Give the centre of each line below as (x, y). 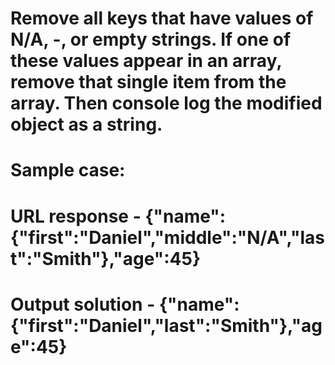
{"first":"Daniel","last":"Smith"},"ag (166, 325)
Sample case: (68, 170)
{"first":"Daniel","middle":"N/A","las (167, 237)
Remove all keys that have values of (162, 18)
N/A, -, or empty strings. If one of (151, 39)
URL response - (76, 216)
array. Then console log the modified (166, 103)
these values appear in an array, (146, 61)
